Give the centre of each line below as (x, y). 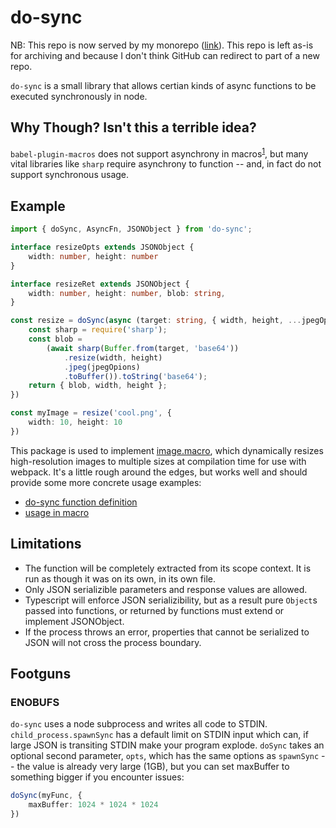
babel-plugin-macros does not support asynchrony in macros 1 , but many (159, 153)
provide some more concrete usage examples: (106, 482)
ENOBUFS (35, 702)
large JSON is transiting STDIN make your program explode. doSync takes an (167, 745)
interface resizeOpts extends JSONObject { (102, 247)
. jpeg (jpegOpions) (102, 367)
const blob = (55, 339)
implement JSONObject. (74, 621)
